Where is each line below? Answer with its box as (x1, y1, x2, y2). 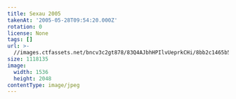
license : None (7, 29, 49, 37)
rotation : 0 (7, 23, 42, 30)
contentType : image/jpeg (7, 82, 80, 89)
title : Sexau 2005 (7, 10, 61, 17)
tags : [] (7, 36, 33, 43)
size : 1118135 (7, 56, 49, 63)
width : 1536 (13, 68, 49, 75)
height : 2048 (13, 75, 52, 82)
